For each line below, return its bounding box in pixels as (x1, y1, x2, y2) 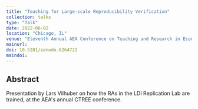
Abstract (6, 74, 39, 84)
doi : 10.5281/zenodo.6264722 (6, 47, 78, 53)
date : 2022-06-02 (6, 25, 49, 31)
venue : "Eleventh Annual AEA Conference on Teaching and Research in (6, 36, 181, 42)
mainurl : (6, 42, 28, 48)
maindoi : (6, 52, 28, 58)
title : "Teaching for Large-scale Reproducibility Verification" (6, 8, 170, 15)
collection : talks (6, 14, 51, 20)
